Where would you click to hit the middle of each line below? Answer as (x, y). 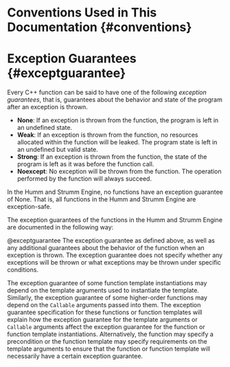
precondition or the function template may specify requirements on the (107, 342)
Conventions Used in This (82, 13)
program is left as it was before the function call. (85, 164)
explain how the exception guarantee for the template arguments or (102, 320)
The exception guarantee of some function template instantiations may (107, 283)
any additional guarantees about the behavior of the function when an (106, 248)
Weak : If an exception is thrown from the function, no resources (107, 135)
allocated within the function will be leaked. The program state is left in (117, 142)
